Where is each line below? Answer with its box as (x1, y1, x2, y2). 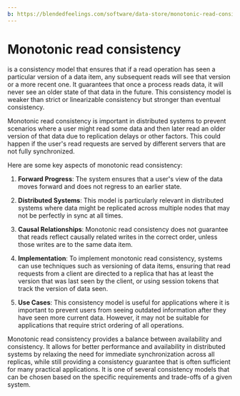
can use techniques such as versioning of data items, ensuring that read (17, 261, 231, 270)
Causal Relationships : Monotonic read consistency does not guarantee (17, 225, 229, 233)
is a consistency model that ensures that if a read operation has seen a (7, 65, 216, 73)
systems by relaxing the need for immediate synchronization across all (7, 350, 215, 358)
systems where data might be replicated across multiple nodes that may (17, 203, 230, 212)
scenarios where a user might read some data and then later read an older (7, 124, 226, 133)
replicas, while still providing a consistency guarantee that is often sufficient (7, 357, 231, 366)
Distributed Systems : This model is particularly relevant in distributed (17, 196, 224, 204)
